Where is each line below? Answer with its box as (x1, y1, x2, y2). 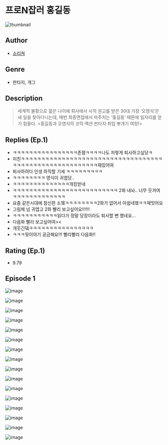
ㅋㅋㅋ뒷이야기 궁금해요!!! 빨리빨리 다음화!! (12, 231, 96, 237)
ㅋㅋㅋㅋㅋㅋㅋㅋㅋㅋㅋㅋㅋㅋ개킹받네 (12, 181, 86, 187)
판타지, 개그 (12, 79, 36, 85)
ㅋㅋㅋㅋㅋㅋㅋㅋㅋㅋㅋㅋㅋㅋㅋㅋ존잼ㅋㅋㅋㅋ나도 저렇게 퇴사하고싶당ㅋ (12, 150, 153, 156)
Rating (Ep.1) (5, 246, 45, 255)
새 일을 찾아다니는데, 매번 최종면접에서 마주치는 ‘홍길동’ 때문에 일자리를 (17, 114, 156, 120)
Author (5, 36, 28, 45)
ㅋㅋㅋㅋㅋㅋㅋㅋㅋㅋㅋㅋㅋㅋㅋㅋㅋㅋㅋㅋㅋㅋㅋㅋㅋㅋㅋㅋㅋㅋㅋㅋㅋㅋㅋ (21, 156, 162, 162)
